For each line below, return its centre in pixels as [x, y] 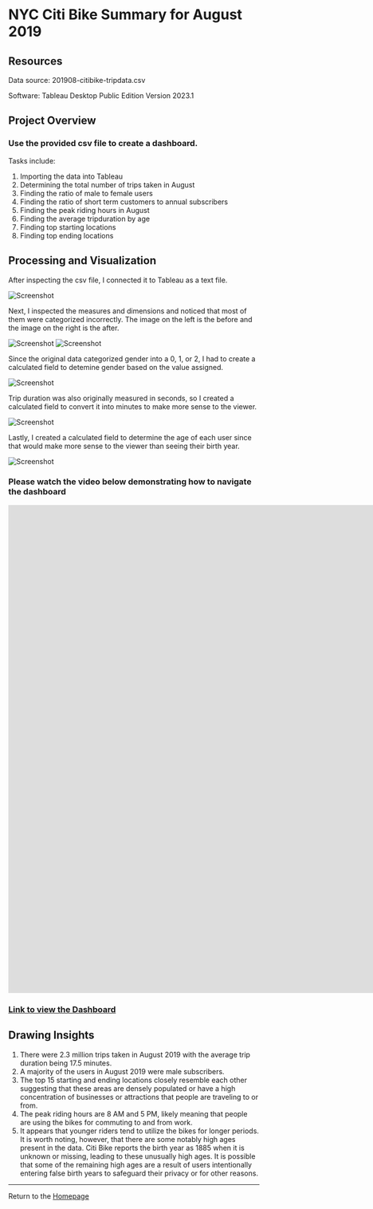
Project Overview [52, 121]
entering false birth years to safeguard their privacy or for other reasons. [139, 1173]
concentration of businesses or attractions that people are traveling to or [139, 1097]
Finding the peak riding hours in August [84, 210]
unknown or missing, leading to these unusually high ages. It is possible [137, 1156]
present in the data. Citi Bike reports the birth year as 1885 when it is [132, 1148]
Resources [35, 61]
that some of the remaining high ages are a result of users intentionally [136, 1164]
